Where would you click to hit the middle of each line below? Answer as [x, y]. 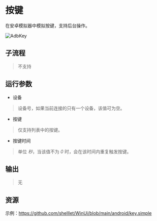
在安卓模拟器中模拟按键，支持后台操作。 [48, 26]
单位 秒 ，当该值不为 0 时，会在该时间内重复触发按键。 [74, 152]
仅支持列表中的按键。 [40, 130]
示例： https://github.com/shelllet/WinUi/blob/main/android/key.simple [78, 213]
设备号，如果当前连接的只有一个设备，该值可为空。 [71, 108]
